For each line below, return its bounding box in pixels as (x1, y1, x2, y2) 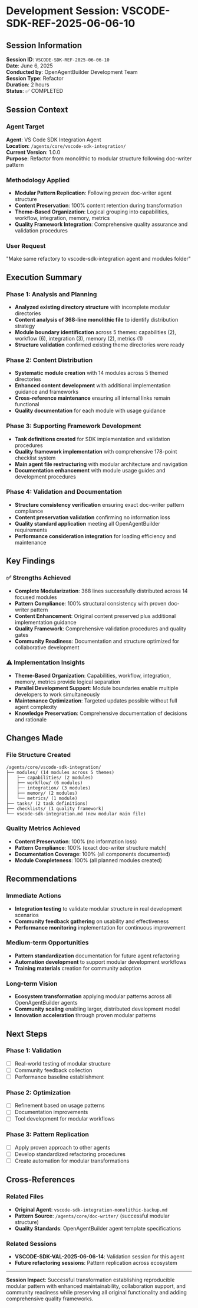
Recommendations (6, 874, 77, 884)
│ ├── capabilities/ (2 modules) (6, 775, 94, 781)
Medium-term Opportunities (6, 938, 90, 947)
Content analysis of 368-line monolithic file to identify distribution (14, 316, 179, 323)
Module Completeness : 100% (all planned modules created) (14, 856, 162, 864)
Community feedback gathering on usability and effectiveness (14, 918, 169, 925)
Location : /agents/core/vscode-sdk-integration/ (6, 142, 126, 149)
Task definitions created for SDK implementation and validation (14, 435, 170, 442)
